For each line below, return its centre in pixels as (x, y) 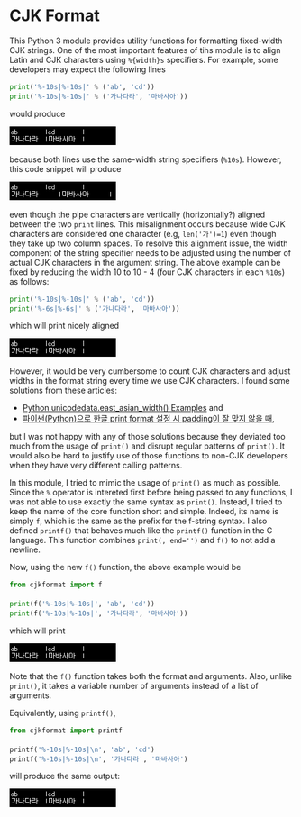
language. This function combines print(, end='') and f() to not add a (142, 540)
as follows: (29, 281)
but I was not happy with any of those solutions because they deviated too (147, 437)
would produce (37, 113)
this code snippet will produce (65, 168)
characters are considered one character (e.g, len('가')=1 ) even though (143, 233)
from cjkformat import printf (66, 731)
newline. (25, 549)
